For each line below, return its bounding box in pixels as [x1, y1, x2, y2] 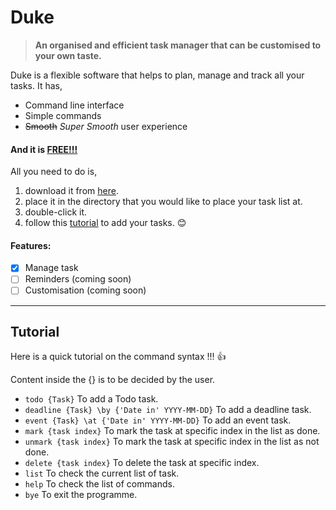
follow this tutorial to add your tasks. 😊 [24, 217, 187, 229]
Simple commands [24, 109, 102, 121]
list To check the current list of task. [24, 467, 180, 480]
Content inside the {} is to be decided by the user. [10, 374, 216, 386]
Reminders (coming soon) [24, 273, 132, 285]
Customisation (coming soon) [24, 284, 147, 296]
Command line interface [24, 99, 125, 111]
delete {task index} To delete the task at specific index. [24, 457, 260, 469]
